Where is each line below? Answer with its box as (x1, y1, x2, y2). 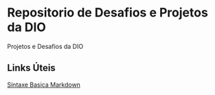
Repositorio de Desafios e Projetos (7, 5, 208, 21)
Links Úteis (7, 62, 56, 74)
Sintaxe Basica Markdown (7, 81, 81, 89)
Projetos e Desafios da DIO (7, 42, 84, 50)
